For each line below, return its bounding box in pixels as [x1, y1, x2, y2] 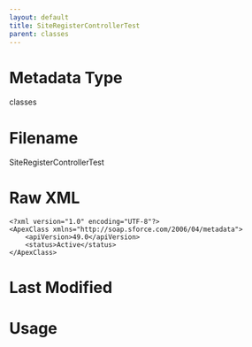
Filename [9, 127, 79, 148]
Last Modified [9, 278, 113, 297]
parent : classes [9, 29, 69, 38]
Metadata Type [9, 67, 123, 88]
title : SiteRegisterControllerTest [9, 21, 141, 30]
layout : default [9, 12, 69, 22]
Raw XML [9, 188, 80, 208]
